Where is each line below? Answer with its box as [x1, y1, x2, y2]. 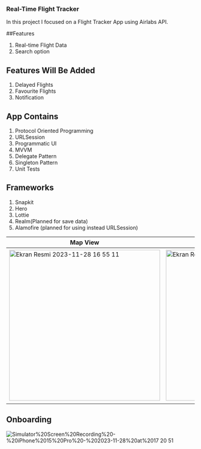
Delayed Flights [14, 81, 54, 89]
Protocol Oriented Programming [14, 127, 94, 134]
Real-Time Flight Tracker [6, 5, 80, 13]
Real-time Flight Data [14, 41, 67, 49]
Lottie [14, 211, 29, 219]
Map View [69, 238, 100, 247]
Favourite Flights [14, 87, 56, 95]
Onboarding [6, 415, 52, 425]
